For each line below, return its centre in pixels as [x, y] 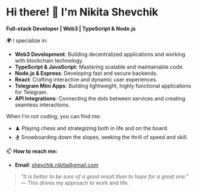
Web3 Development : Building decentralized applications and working [100, 54]
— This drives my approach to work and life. [75, 182]
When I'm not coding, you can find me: [54, 116]
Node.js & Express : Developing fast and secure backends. [86, 73]
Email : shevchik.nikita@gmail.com [57, 165]
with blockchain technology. [49, 60]
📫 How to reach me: [32, 151]
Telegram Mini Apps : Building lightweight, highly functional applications [103, 86]
